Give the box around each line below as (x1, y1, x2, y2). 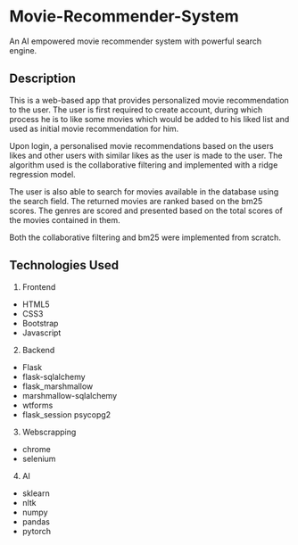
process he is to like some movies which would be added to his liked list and (9, 113, 290, 124)
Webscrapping (21, 426, 77, 437)
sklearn (21, 488, 51, 499)
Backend (21, 344, 55, 355)
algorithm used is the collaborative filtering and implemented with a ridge (9, 159, 278, 170)
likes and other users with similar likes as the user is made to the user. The (9, 150, 283, 161)
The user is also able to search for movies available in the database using (9, 186, 279, 197)
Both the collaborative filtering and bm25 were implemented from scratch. (9, 232, 281, 243)
